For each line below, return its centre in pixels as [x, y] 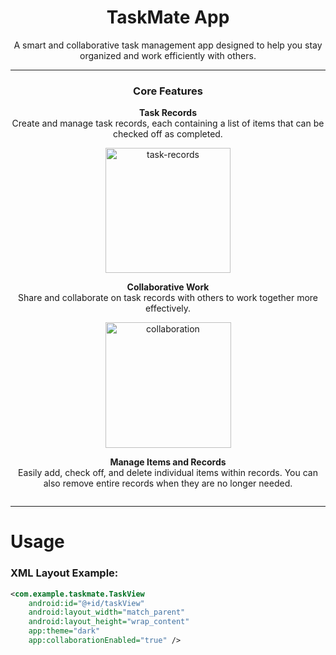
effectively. [168, 308]
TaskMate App [168, 17]
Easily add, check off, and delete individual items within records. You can [168, 473]
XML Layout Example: [64, 573]
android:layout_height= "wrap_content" [109, 622]
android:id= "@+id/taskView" [86, 603]
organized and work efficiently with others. [168, 55]
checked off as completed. [168, 134]
